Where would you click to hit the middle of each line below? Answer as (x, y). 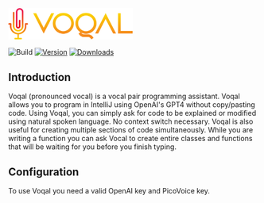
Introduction (40, 77)
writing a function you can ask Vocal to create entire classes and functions (130, 139)
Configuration (44, 172)
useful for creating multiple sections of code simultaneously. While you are (131, 130)
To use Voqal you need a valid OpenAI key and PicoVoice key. (109, 190)
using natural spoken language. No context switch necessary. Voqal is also (131, 121)
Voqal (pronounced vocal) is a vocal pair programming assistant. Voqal (124, 96)
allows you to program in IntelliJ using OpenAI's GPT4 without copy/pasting (132, 105)
